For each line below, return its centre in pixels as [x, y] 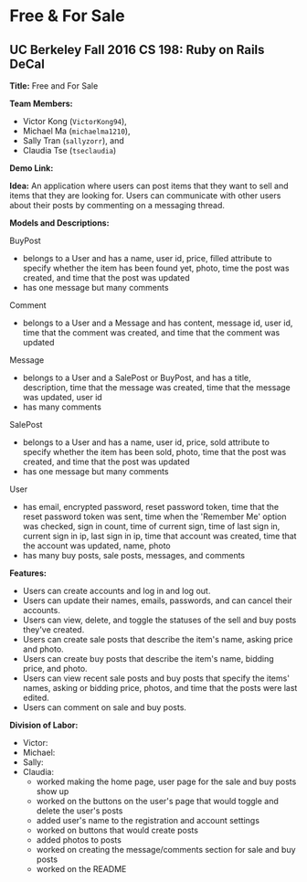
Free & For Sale [67, 16]
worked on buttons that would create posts [117, 830]
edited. [36, 697]
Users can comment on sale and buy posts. [105, 707]
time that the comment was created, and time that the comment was [151, 333]
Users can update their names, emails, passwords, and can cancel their [157, 600]
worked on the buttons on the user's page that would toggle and [157, 801]
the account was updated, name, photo [96, 546]
